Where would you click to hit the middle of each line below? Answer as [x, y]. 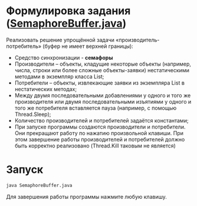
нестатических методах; [46, 89]
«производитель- [138, 40]
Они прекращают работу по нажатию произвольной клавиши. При [99, 133]
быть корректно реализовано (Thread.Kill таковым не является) [95, 146]
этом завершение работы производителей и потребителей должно [100, 139]
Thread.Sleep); [33, 114]
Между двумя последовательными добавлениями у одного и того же [103, 95]
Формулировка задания [68, 11]
